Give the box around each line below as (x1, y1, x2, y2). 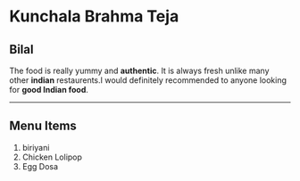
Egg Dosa (21, 160, 59, 171)
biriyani (21, 142, 50, 152)
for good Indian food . (9, 85, 89, 95)
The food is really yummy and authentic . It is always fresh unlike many (9, 65, 270, 76)
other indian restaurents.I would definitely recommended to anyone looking (9, 75, 287, 86)
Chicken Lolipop (21, 152, 83, 162)
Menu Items (9, 119, 78, 134)
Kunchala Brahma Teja (9, 6, 179, 27)
